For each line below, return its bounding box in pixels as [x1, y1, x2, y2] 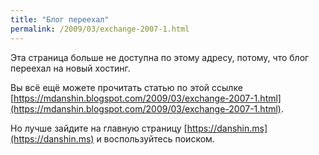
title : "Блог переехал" [10, 14, 110, 25]
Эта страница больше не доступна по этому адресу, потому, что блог [10, 51, 310, 63]
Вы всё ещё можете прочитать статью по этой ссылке [10, 81, 243, 93]
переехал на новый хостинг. [10, 62, 131, 74]
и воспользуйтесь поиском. [96, 132, 215, 145]
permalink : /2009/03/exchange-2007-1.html [10, 24, 190, 34]
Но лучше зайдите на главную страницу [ [10, 122, 188, 134]
